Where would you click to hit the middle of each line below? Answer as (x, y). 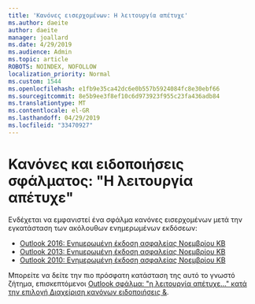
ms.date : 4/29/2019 (40, 45)
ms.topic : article (38, 60)
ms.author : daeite (38, 23)
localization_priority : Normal (59, 74)
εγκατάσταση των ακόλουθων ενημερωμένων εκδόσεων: (103, 228)
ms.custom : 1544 (35, 81)
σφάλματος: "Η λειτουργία (101, 181)
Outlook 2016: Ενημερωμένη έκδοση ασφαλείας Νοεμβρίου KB (122, 243)
